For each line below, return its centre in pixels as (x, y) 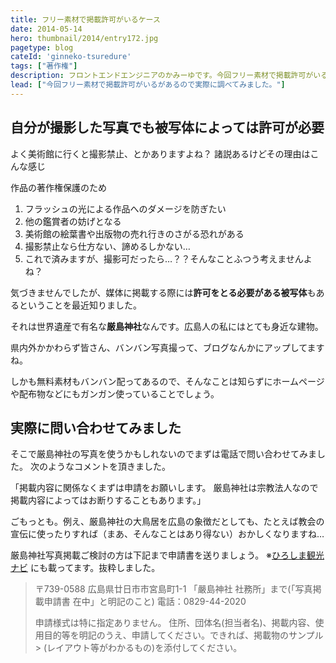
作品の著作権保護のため (58, 187)
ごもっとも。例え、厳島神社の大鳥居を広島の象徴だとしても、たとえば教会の (167, 522)
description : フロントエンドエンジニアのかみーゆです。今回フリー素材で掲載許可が (162, 76)
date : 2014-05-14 (46, 29)
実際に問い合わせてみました (96, 427)
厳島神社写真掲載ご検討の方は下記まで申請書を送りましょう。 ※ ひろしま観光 (167, 555)
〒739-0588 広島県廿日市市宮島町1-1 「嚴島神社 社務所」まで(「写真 (173, 589)
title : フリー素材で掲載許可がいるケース (85, 19)
